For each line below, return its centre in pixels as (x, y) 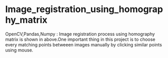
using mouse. (19, 50)
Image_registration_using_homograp (84, 9)
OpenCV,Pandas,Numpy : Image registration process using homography (80, 34)
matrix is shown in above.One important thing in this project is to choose (80, 39)
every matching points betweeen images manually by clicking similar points (84, 44)
